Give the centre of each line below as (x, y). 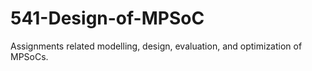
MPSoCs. (29, 56)
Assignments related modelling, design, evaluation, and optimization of (156, 46)
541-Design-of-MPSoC (107, 18)
